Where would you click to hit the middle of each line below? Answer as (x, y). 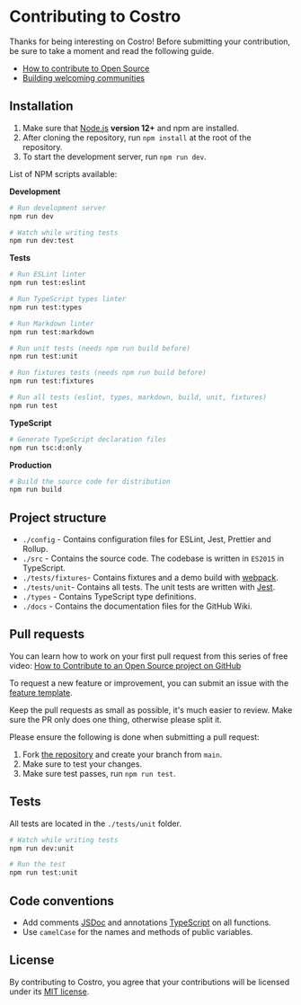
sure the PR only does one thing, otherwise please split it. (115, 719)
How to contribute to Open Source (86, 68)
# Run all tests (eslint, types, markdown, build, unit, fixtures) (138, 397)
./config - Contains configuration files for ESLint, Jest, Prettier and (146, 539)
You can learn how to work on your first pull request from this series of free (149, 656)
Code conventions (62, 901)
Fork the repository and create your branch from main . (122, 754)
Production (31, 465)
